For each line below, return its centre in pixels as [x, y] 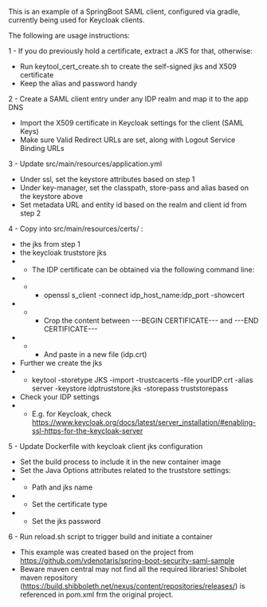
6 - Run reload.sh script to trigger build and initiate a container [110, 537]
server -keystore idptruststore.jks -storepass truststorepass [130, 388]
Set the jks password [66, 521]
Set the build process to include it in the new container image [120, 462]
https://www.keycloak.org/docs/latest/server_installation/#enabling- [144, 422]
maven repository [49, 577]
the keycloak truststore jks [63, 252]
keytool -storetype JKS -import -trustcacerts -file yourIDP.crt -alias [142, 380]
